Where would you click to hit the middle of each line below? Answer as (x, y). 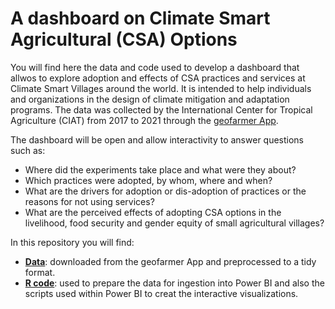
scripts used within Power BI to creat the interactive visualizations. (161, 293)
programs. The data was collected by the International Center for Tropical (161, 109)
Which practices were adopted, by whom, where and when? (148, 180)
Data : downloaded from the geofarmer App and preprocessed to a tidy (170, 261)
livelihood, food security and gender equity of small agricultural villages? (174, 223)
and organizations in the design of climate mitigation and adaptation (150, 99)
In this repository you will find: (72, 242)
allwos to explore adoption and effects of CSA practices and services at (158, 78)
